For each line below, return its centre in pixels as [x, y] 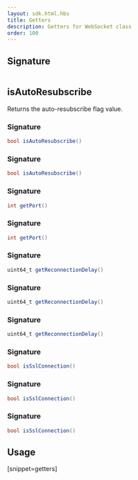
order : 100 [23, 33]
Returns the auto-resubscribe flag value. [65, 109]
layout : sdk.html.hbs [38, 14]
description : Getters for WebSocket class [69, 26]
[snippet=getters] [32, 469]
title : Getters [29, 20]
